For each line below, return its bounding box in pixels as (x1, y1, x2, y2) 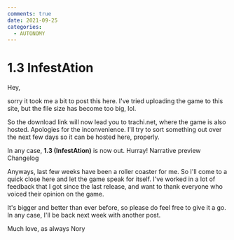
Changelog (7, 154, 39, 162)
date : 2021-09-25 (7, 17, 58, 24)
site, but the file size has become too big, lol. (7, 105, 137, 113)
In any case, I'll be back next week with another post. (7, 211, 161, 220)
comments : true (7, 10, 52, 18)
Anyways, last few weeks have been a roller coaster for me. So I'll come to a (7, 168, 228, 176)
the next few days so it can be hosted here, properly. (7, 133, 160, 141)
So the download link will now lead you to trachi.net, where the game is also (7, 118, 226, 126)
